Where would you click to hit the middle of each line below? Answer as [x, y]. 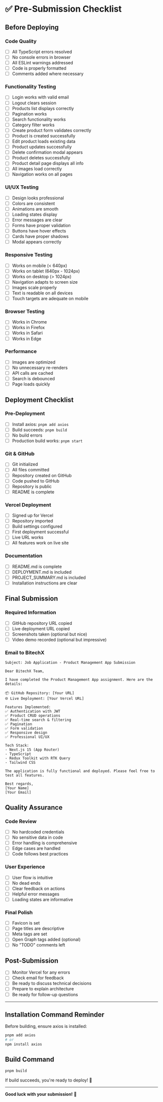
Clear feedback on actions [39, 889]
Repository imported [33, 521]
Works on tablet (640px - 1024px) [46, 271]
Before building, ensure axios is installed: [46, 1026]
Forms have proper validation [41, 226]
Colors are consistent [33, 203]
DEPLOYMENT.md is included [42, 572]
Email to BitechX [25, 653]
